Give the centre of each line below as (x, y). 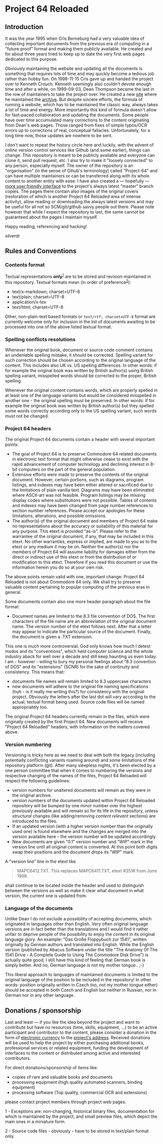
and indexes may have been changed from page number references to (83, 505)
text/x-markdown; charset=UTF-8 (46, 292)
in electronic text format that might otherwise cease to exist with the (80, 459)
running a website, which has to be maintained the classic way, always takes (81, 105)
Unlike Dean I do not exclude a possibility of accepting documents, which (78, 919)
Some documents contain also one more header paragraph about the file (78, 601)
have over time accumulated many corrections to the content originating (77, 120)
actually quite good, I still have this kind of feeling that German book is (75, 960)
